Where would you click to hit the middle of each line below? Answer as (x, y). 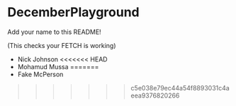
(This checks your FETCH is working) (62, 45)
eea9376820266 (155, 95)
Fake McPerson (40, 74)
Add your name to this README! (54, 32)
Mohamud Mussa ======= (58, 66)
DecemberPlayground (73, 12)
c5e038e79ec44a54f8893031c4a (180, 88)
